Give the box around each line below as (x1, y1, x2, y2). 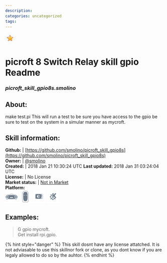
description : (5, 8, 33, 13)
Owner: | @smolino (5, 158, 46, 164)
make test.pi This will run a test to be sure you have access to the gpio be (5, 114, 157, 120)
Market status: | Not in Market (5, 179, 69, 185)
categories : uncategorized (5, 13, 62, 19)
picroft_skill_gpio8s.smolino (5, 85, 76, 92)
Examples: (5, 213, 39, 222)
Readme (5, 67, 41, 78)
